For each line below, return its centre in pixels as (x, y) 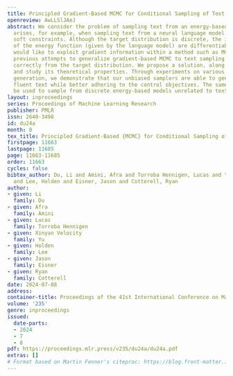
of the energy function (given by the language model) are (101, 46)
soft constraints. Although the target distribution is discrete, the (118, 40)
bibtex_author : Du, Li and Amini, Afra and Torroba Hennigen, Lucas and (114, 175)
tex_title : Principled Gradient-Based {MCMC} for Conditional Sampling (113, 136)
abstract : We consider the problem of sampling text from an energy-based (118, 26)
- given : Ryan (28, 271)
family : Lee (31, 253)
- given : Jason (29, 259)
